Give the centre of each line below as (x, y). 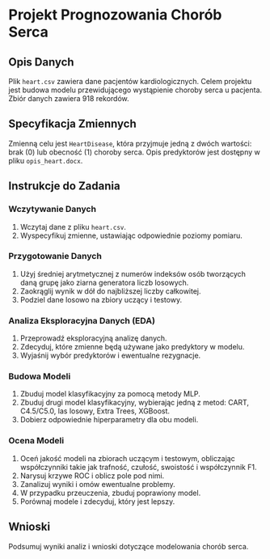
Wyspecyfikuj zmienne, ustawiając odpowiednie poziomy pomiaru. (131, 235)
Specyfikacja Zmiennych (73, 124)
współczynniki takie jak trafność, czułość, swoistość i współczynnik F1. (138, 467)
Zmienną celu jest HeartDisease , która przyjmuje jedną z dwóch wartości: (130, 143)
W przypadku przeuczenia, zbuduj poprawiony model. (110, 493)
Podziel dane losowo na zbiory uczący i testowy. (101, 299)
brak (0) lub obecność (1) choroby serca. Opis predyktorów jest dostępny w (134, 152)
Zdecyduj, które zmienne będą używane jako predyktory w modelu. (132, 347)
